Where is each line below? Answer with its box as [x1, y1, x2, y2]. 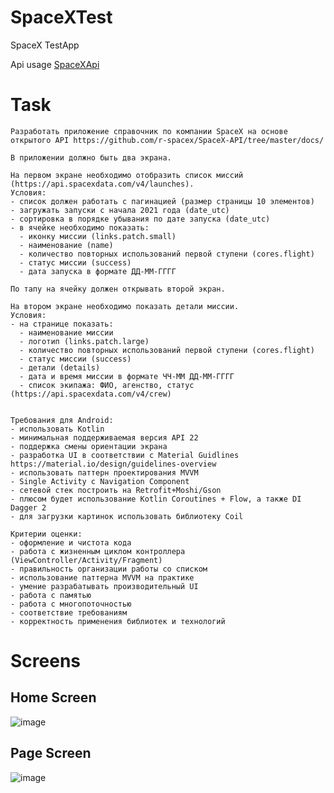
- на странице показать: [10, 319, 114, 329]
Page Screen [10, 745, 92, 762]
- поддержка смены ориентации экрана [10, 441, 168, 451]
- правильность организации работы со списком [10, 564, 208, 574]
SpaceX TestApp [10, 39, 80, 51]
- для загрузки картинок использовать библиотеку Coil [10, 511, 244, 521]
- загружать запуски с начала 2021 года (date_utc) [10, 205, 230, 215]
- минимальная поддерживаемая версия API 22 [10, 432, 199, 443]
